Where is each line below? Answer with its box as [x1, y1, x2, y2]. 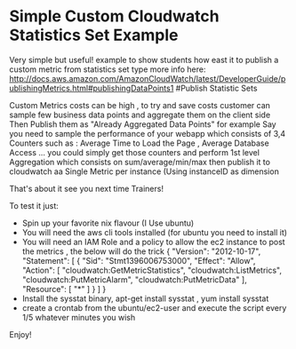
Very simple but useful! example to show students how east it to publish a [9, 54, 279, 65]
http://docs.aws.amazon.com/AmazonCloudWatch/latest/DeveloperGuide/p [9, 73, 286, 83]
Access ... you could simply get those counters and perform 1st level [9, 147, 260, 157]
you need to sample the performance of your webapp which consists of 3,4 [9, 128, 286, 139]
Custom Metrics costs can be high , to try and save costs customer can [9, 99, 271, 110]
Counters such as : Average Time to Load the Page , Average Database [9, 138, 269, 148]
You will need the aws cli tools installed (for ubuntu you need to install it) [21, 226, 287, 237]
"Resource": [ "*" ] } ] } [21, 283, 107, 294]
